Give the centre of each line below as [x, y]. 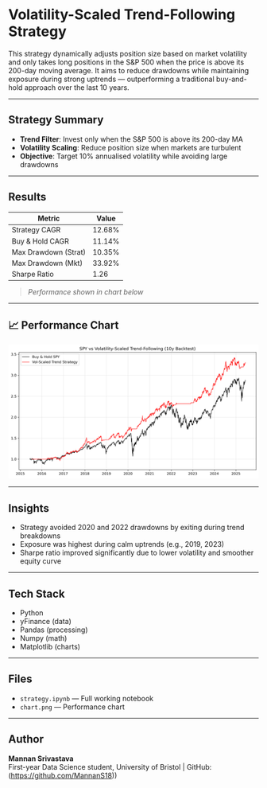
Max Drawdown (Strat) [48, 252]
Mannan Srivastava [41, 759]
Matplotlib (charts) [50, 646]
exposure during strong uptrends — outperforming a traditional [111, 79]
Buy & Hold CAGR [40, 241]
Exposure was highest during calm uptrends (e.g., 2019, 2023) [122, 544]
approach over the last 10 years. [77, 87]
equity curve [41, 561]
